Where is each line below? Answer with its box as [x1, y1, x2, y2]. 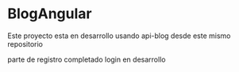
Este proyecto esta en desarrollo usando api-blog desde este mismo [7, 31, 231, 40]
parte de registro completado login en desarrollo [7, 55, 166, 64]
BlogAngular [7, 5, 92, 23]
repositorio [7, 39, 43, 48]
